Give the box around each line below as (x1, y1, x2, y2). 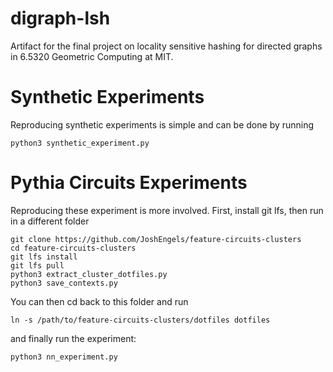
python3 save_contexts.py (10, 278, 118, 288)
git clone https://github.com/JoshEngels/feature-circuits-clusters (10, 234, 302, 244)
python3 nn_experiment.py (10, 352, 118, 362)
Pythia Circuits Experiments (10, 172, 248, 194)
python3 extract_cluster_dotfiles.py (10, 269, 168, 279)
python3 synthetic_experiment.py (10, 138, 150, 148)
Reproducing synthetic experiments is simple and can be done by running (10, 118, 315, 131)
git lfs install (10, 252, 78, 262)
